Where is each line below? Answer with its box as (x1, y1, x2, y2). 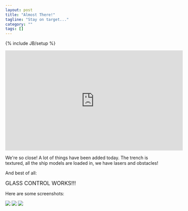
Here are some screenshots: (5, 191, 64, 197)
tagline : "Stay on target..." (5, 17, 69, 22)
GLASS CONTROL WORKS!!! (5, 180, 76, 187)
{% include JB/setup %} (5, 40, 56, 46)
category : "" (5, 21, 33, 27)
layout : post (5, 7, 33, 13)
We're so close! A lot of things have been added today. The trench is (5, 155, 148, 161)
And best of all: (5, 170, 37, 176)
